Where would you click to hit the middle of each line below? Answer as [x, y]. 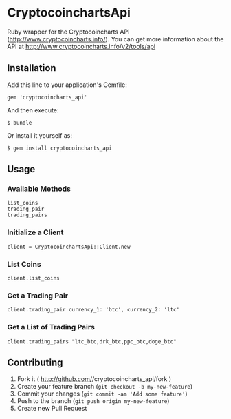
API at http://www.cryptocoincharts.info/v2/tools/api [81, 46]
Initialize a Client [35, 232]
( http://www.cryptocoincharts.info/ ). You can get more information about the [115, 39]
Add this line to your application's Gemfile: [67, 85]
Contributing [35, 363]
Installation [32, 68]
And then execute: [33, 110]
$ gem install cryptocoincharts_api [59, 148]
